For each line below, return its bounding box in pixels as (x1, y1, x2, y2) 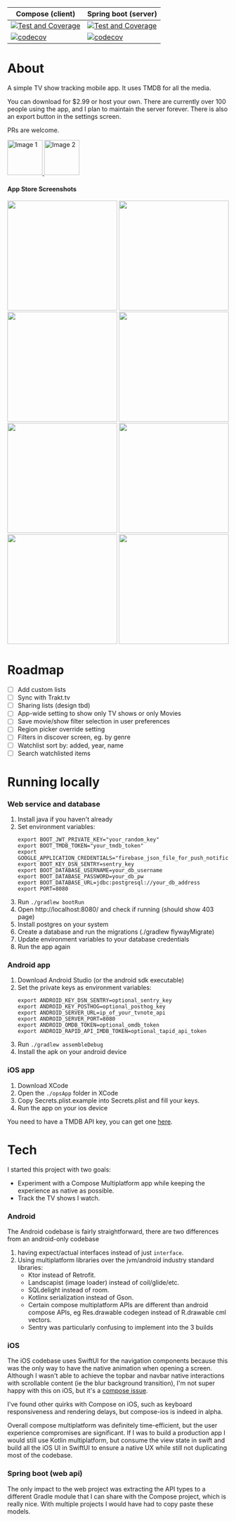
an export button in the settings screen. (7, 112, 122, 120)
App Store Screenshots (7, 184, 77, 193)
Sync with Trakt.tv (17, 693, 70, 702)
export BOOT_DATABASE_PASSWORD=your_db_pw (17, 873, 144, 880)
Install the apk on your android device (17, 1048, 127, 1056)
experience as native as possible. (17, 1186, 114, 1195)
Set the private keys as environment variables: (17, 984, 152, 992)
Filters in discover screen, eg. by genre (17, 733, 131, 741)
